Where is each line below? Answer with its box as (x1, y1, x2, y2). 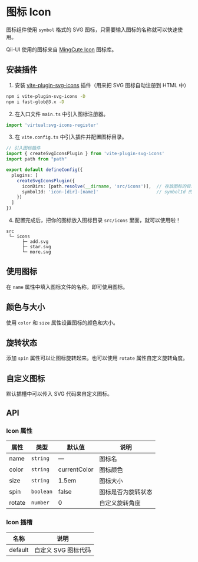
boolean (31, 488, 53, 495)
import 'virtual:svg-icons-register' (6, 122, 99, 128)
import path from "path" (6, 156, 67, 162)
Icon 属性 (6, 426, 33, 435)
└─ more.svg (21, 249, 51, 255)
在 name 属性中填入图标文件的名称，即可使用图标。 (6, 283, 128, 290)
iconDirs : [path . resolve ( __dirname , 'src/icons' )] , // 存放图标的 (21, 183, 187, 189)
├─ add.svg (21, 239, 49, 245)
